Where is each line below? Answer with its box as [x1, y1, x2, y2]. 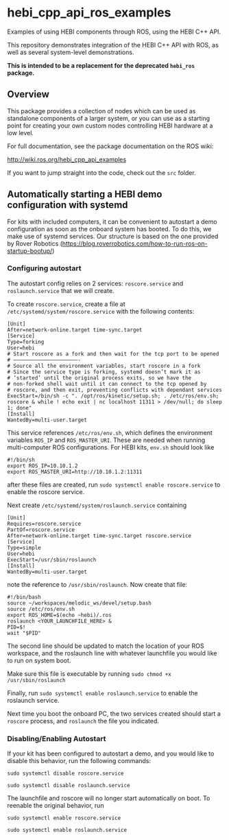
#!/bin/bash [7, 594, 41, 600]
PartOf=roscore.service [7, 526, 75, 533]
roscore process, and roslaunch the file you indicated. [7, 716, 160, 725]
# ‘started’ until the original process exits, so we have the [7, 374, 192, 382]
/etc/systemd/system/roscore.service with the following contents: [7, 307, 195, 315]
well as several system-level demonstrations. [7, 48, 134, 56]
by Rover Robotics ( [7, 239, 63, 248]
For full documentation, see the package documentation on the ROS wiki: [7, 142, 214, 150]
